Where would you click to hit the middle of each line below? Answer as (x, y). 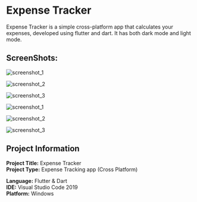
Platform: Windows (30, 193)
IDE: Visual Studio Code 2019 (42, 187)
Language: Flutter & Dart (37, 181)
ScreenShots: (32, 58)
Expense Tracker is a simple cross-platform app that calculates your (90, 27)
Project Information (43, 149)
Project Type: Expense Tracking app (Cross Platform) (72, 169)
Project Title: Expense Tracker (44, 163)
